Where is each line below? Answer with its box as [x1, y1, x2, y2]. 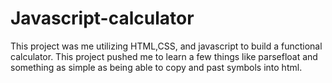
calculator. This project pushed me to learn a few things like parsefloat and [10, 50, 318, 62]
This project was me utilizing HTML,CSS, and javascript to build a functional [10, 40, 323, 52]
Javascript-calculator [10, 7, 195, 30]
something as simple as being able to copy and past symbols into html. [10, 61, 303, 73]
